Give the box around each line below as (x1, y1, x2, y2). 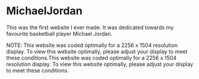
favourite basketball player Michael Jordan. (6, 30, 112, 37)
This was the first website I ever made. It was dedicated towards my (6, 24, 174, 31)
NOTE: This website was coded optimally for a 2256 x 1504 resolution (6, 42, 178, 49)
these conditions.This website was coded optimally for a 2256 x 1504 (6, 54, 177, 61)
